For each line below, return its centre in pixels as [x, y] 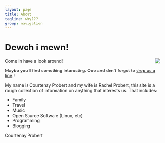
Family [19, 100]
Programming [26, 121]
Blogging [21, 126]
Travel [19, 105]
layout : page [18, 10]
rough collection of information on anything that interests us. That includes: [81, 91]
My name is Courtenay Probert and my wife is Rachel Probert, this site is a [80, 85]
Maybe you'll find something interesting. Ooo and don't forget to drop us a [80, 71]
